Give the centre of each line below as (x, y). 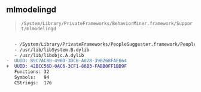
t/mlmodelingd (38, 28)
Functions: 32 (32, 72)
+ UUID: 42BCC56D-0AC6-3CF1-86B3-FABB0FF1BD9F (67, 66)
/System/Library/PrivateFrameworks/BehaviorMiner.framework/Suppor (106, 23)
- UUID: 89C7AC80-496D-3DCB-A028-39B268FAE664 (67, 61)
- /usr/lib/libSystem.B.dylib (52, 50)
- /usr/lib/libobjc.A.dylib (49, 55)
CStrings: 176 (33, 83)
